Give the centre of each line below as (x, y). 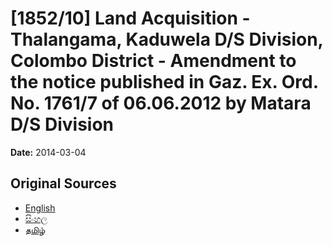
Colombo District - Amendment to (153, 61)
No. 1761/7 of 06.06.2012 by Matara (161, 103)
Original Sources (63, 183)
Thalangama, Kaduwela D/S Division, (167, 39)
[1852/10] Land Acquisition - (130, 18)
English (40, 208)
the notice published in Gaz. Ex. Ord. (164, 82)
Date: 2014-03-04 (48, 152)
